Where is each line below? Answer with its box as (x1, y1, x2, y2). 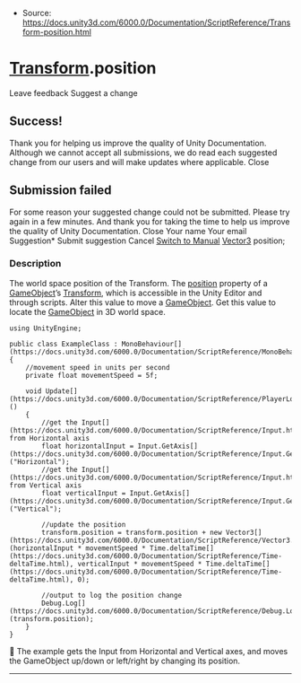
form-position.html (21, 27, 92, 37)
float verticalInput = (41, 488, 126, 497)
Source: (21, 8, 52, 18)
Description (9, 258, 62, 270)
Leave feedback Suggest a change (9, 87, 138, 98)
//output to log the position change (41, 591, 182, 600)
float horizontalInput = (41, 442, 134, 451)
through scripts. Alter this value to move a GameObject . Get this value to (9, 296, 276, 308)
